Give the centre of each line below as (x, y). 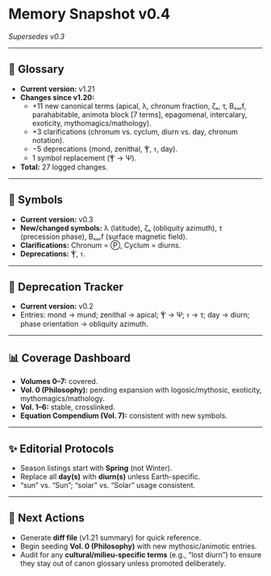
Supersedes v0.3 (37, 36)
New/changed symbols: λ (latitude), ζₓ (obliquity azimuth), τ (121, 227)
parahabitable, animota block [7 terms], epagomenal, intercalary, (140, 115)
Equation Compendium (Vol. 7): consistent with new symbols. (124, 415)
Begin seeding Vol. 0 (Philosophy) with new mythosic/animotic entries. (138, 546)
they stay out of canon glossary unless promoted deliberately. (123, 563)
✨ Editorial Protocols (61, 449)
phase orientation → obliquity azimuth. (84, 324)
